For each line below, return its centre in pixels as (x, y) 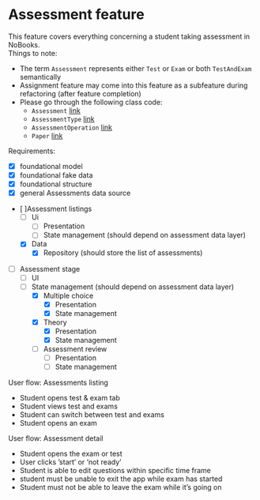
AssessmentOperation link (72, 127)
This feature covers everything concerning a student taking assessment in (129, 36)
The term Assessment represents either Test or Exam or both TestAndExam (136, 68)
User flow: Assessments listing (58, 383)
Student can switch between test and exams (92, 415)
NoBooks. (24, 44)
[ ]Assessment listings (56, 209)
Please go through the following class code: (91, 102)
